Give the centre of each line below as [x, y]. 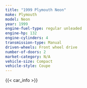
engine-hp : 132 [21, 33]
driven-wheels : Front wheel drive [41, 47]
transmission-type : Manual [33, 43]
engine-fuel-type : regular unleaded [43, 29]
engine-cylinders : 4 [27, 38]
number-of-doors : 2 [26, 52]
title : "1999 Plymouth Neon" [36, 10]
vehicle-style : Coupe [28, 66]
